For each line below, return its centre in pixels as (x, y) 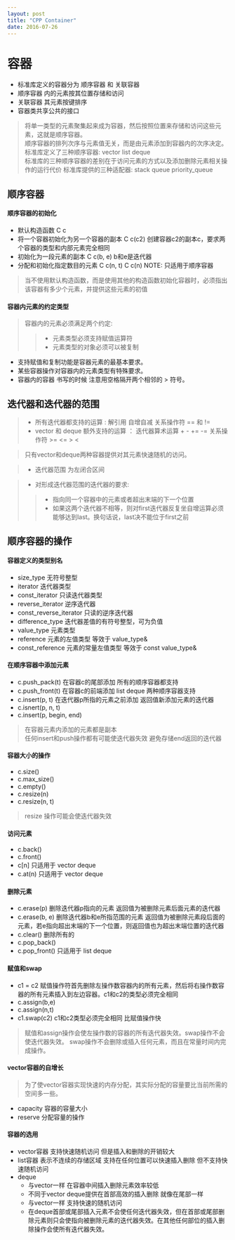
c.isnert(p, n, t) (39, 707)
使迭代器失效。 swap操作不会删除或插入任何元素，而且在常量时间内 (122, 1041)
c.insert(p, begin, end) (49, 714)
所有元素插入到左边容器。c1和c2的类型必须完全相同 (104, 994)
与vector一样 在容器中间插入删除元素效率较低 (93, 1185)
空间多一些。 (43, 1093)
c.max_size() (36, 779)
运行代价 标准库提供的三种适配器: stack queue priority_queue (125, 170)
